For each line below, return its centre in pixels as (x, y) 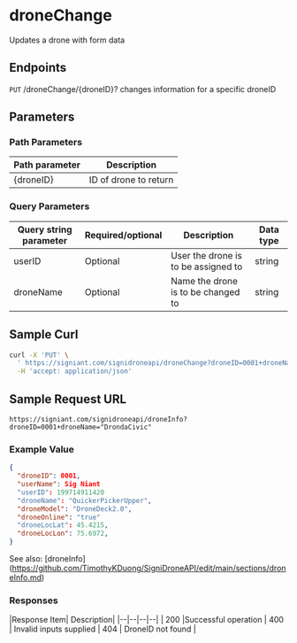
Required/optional (123, 235)
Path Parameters (46, 143)
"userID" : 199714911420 (61, 492)
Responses (34, 600)
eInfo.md (26, 577)
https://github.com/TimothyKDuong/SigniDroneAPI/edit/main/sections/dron (149, 569)
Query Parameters (49, 206)
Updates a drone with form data (67, 40)
